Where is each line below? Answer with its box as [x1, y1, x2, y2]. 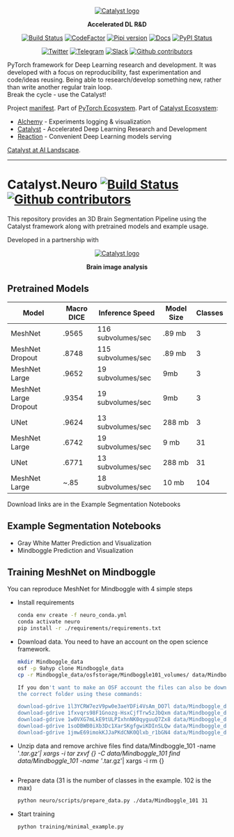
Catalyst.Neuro [7, 177, 97, 193]
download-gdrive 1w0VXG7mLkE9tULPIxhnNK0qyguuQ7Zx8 [17, 716, 171, 723]
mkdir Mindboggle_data [17, 658, 84, 665]
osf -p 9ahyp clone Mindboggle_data [17, 665, 124, 672]
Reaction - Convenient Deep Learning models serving [17, 133, 172, 140]
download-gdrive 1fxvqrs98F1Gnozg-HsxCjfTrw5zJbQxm [17, 709, 171, 717]
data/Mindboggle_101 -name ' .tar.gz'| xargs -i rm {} [17, 756, 165, 764]
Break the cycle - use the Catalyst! [7, 91, 107, 98]
